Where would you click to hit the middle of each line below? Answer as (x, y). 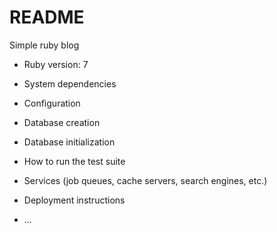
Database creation (62, 122)
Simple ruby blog (44, 45)
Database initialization (69, 142)
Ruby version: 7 (56, 64)
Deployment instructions (74, 200)
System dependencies (70, 83)
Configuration (52, 103)
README (47, 17)
